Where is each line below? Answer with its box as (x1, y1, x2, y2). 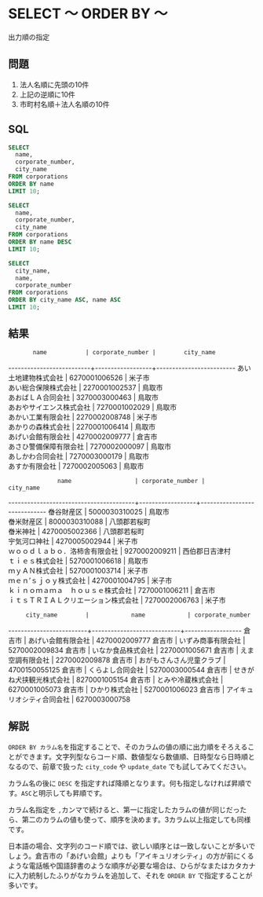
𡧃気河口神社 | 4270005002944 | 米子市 (8, 536, 139, 546)
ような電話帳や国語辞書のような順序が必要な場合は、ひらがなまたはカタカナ (8, 861, 256, 870)
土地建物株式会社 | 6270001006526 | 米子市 (8, 372, 151, 383)
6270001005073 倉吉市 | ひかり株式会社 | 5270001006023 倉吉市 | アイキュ (8, 684, 254, 694)
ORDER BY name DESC (8, 238, 72, 246)
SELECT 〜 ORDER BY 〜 (8, 5, 168, 23)
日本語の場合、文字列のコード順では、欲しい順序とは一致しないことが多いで (8, 841, 256, 851)
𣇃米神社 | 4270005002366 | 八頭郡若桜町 (8, 526, 145, 536)
